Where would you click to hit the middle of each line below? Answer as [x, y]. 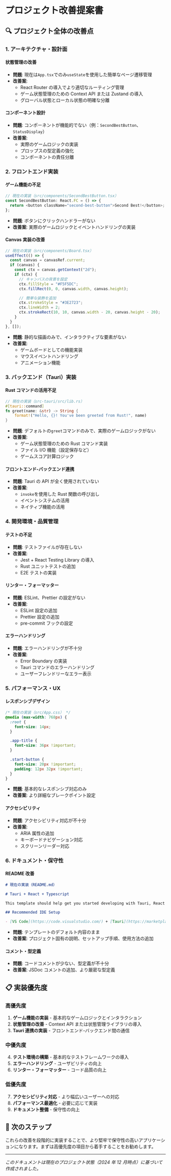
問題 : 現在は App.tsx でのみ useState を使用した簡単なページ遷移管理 [82, 74]
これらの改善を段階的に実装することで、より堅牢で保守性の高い [72, 1140]
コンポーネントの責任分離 [47, 157]
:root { [18, 722]
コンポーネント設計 [25, 113]
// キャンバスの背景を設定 [43, 279]
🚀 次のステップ [28, 1127]
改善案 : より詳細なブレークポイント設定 [54, 795]
